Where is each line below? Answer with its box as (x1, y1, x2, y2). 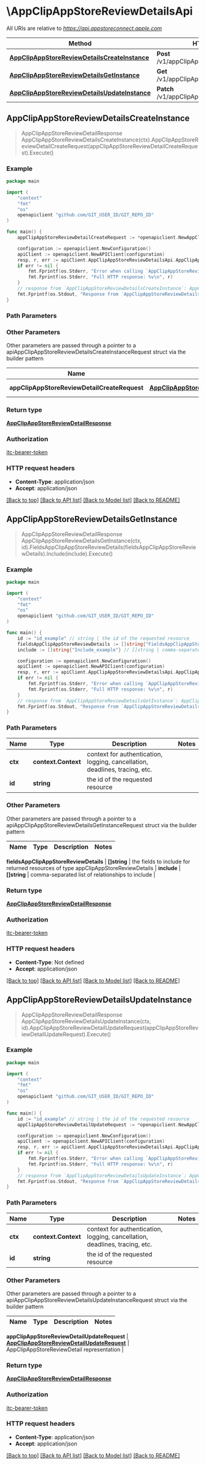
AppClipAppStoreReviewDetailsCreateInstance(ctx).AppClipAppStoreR (21, 136, 199, 143)
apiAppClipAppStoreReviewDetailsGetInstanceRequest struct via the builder (6, 821, 197, 828)
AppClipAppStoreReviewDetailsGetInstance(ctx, (21, 537, 142, 544)
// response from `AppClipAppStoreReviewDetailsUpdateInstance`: (17, 1172, 187, 1179)
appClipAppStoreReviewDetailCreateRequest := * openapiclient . (17, 235, 179, 241)
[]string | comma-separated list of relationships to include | (6, 871, 156, 878)
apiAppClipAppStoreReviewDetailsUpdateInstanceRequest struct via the (6, 1296, 188, 1303)
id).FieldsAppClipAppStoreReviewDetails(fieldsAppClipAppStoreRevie (21, 543, 196, 551)
